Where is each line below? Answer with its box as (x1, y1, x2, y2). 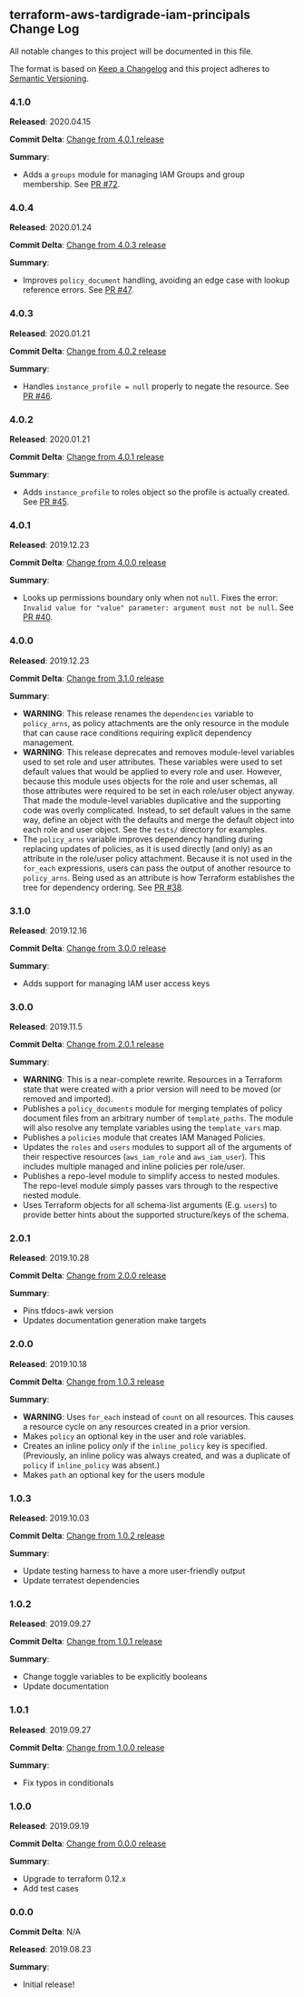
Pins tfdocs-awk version (22, 1305, 113, 1316)
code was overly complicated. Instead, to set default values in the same (22, 804, 291, 815)
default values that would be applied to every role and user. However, (22, 765, 283, 776)
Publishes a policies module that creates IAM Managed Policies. (22, 1132, 266, 1143)
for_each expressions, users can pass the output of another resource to (22, 863, 291, 874)
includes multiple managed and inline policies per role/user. (22, 1161, 246, 1172)
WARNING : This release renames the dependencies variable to (22, 708, 254, 719)
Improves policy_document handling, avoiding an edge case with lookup (22, 275, 290, 285)
